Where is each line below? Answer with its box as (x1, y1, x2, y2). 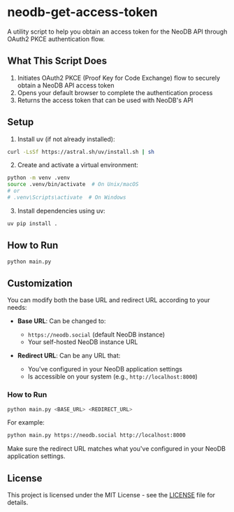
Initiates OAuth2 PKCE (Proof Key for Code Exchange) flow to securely (17, 73, 221, 82)
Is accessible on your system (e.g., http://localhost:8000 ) (27, 372, 198, 381)
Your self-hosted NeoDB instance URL (27, 338, 138, 346)
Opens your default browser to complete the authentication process (17, 88, 213, 97)
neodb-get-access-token (7, 4, 159, 20)
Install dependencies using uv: (17, 206, 106, 215)
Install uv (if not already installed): (17, 134, 115, 143)
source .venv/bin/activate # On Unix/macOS (7, 181, 139, 188)
